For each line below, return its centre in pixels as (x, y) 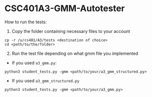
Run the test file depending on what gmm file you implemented (75, 53)
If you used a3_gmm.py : (34, 63)
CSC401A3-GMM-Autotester (65, 8)
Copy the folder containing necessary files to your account (71, 31)
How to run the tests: (26, 22)
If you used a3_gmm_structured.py (45, 81)
